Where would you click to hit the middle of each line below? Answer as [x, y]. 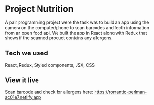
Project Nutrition [39, 9]
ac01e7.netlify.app [23, 97]
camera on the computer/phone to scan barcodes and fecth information [77, 27]
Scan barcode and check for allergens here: [49, 92]
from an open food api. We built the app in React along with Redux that [76, 33]
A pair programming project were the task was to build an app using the [77, 22]
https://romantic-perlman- [121, 92]
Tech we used [27, 53]
